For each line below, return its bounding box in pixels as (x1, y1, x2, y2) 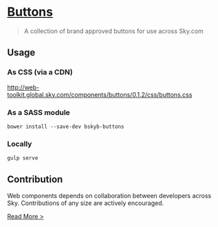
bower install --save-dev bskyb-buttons (7, 123, 125, 130)
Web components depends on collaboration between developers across (7, 192, 212, 200)
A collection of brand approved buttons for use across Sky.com (23, 27, 204, 35)
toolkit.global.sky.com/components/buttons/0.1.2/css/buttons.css (7, 90, 193, 98)
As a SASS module (7, 107, 70, 117)
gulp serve (7, 155, 39, 162)
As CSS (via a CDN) (7, 67, 74, 77)
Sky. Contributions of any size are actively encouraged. (7, 199, 164, 207)
